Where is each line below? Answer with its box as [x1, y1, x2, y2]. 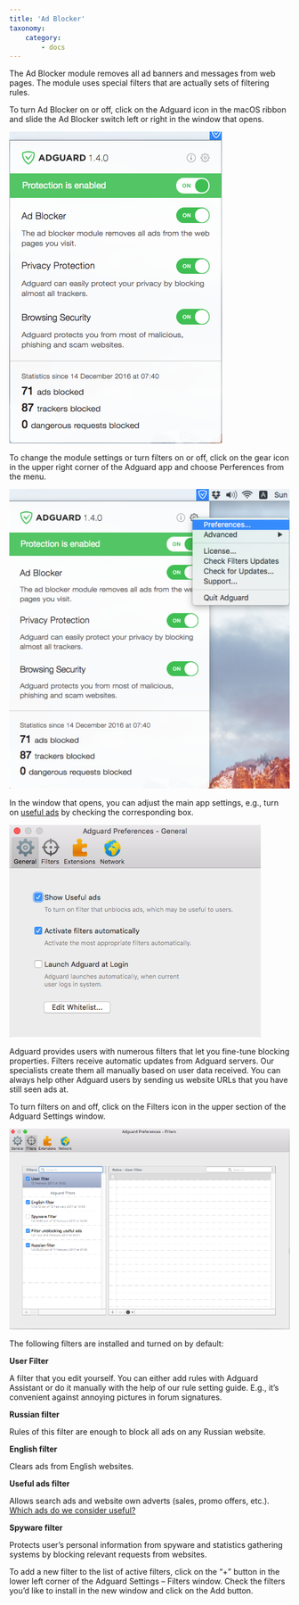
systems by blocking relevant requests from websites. [9, 1549, 207, 1559]
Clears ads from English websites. [9, 1460, 134, 1471]
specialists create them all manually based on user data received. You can [9, 1064, 281, 1075]
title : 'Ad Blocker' [9, 14, 86, 23]
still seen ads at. [9, 1084, 69, 1095]
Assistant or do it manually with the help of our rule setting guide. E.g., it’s [9, 1382, 279, 1393]
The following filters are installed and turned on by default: [9, 1338, 224, 1349]
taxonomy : [9, 23, 46, 33]
